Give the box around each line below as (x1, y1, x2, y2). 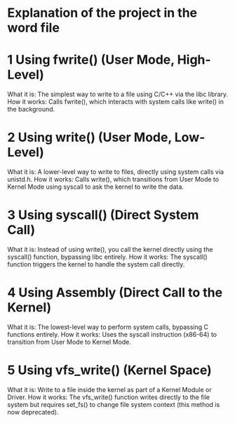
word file (7, 20, 60, 36)
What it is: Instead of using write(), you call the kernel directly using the (7, 246, 213, 253)
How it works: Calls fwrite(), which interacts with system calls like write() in (7, 98, 224, 106)
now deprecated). (7, 408, 59, 416)
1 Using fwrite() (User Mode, (7, 52, 175, 68)
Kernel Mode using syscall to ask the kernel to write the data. (7, 182, 184, 191)
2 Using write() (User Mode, (7, 130, 172, 145)
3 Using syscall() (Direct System (7, 207, 199, 223)
